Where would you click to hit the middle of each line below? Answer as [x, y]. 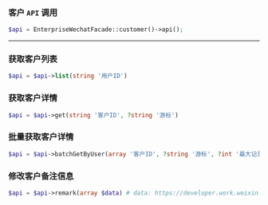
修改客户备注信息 [41, 175]
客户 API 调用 [33, 12]
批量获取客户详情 [41, 137]
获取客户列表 [33, 59]
